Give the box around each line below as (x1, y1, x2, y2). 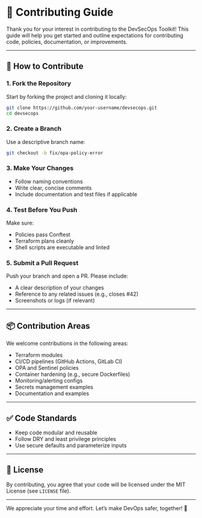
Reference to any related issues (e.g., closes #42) (14, 290, 139, 298)
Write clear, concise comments (14, 184, 92, 192)
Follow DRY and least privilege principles (14, 435, 116, 443)
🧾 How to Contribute (6, 61, 84, 72)
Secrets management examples (14, 384, 94, 391)
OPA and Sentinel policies (14, 364, 79, 372)
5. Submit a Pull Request (6, 259, 79, 267)
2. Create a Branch (6, 125, 62, 133)
